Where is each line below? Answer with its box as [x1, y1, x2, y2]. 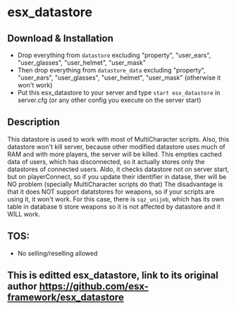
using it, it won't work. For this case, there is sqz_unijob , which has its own [7, 194, 224, 203]
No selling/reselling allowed [17, 249, 98, 257]
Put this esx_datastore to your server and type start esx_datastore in [17, 89, 221, 97]
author [7, 280, 37, 292]
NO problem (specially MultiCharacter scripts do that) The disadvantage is [7, 180, 223, 188]
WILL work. [7, 209, 41, 218]
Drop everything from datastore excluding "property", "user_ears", [17, 51, 211, 59]
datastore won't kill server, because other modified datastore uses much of [7, 142, 225, 151]
